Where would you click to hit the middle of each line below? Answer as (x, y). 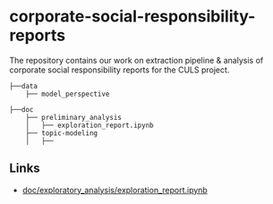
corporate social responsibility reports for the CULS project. (119, 70)
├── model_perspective (68, 94)
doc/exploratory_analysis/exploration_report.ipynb (115, 190)
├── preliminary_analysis (74, 117)
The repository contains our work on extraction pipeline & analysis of (136, 60)
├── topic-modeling (62, 133)
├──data (24, 86)
